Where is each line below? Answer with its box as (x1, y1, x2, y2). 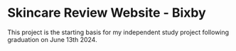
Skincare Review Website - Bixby (7, 5, 206, 21)
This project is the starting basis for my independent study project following (7, 28, 230, 36)
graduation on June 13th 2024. (7, 35, 97, 43)
